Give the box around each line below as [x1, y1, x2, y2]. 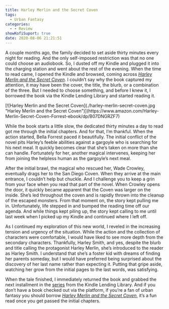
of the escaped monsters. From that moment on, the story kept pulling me [5, 197, 159, 203]
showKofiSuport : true [5, 31, 51, 36]
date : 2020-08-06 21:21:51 [5, 36, 62, 41]
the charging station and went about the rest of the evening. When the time [5, 65, 161, 71]
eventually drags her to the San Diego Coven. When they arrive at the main [5, 170, 161, 176]
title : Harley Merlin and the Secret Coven [5, 7, 98, 13]
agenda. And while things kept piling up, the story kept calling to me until [5, 208, 156, 214]
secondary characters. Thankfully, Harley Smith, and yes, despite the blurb [5, 239, 161, 246]
